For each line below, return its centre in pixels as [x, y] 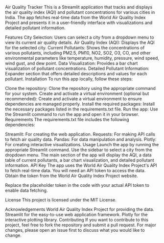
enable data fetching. [26, 190]
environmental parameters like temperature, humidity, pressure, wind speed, [82, 58]
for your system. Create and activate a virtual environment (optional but [77, 93]
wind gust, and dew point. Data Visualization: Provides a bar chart [71, 63]
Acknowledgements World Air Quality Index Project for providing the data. [80, 209]
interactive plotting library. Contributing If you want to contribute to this [77, 220]
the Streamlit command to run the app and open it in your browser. [72, 114]
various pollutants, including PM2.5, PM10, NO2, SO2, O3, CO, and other [78, 53]
